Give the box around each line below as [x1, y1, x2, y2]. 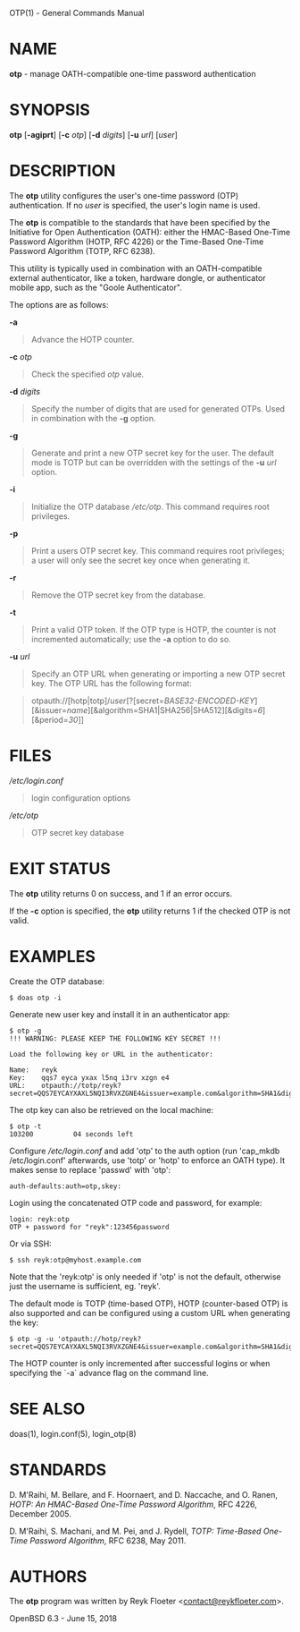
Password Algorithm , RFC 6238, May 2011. [29, 1534, 187, 1546]
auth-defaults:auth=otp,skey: [9, 1181, 122, 1191]
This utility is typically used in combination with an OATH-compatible [9, 263, 262, 274]
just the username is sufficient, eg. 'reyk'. [9, 1280, 161, 1291]
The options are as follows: [9, 299, 109, 310]
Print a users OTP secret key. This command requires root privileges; [30, 545, 285, 556]
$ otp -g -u [9, 1334, 54, 1343]
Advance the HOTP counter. [30, 334, 135, 344]
